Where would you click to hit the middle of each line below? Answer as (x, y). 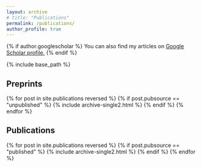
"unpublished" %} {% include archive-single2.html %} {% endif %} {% (95, 105)
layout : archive (27, 12)
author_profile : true (34, 29)
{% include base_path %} (38, 65)
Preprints (24, 84)
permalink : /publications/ (41, 23)
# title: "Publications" (38, 18)
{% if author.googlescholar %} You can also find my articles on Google (95, 46)
